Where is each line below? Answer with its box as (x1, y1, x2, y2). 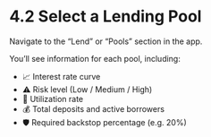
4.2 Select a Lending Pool (9, 6, 202, 27)
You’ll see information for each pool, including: (9, 53, 181, 64)
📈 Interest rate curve (21, 71, 101, 81)
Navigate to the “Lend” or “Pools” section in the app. (9, 36, 203, 47)
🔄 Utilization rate (21, 93, 83, 104)
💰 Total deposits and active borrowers (21, 103, 165, 114)
